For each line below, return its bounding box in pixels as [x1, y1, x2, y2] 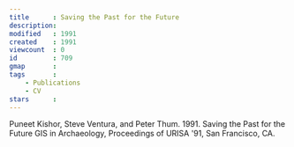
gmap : [9, 62, 57, 71]
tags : [9, 70, 57, 79]
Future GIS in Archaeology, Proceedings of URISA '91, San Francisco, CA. [9, 129, 275, 139]
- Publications [25, 78, 81, 87]
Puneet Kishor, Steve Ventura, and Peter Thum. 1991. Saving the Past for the [9, 119, 285, 129]
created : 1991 [9, 37, 77, 47]
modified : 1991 [9, 29, 77, 38]
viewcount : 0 [9, 46, 65, 55]
